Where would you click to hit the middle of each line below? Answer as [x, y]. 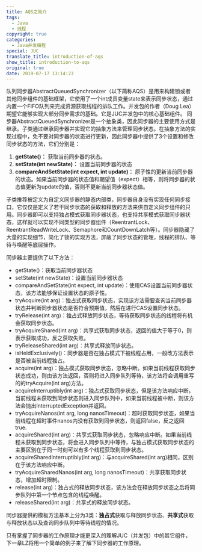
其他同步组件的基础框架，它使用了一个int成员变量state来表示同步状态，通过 [100, 99]
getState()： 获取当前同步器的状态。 [60, 157]
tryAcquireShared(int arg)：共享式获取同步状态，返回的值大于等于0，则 [103, 330]
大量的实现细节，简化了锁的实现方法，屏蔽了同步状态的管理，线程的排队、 [98, 237]
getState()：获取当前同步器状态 [54, 270]
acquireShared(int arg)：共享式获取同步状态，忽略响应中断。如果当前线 [103, 435]
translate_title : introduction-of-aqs [55, 57]
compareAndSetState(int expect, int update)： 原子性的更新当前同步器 [104, 172]
